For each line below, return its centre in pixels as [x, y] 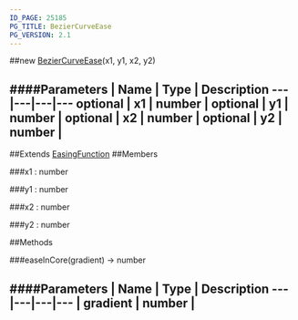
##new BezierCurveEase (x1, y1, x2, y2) [83, 61]
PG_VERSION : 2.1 [40, 35]
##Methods [31, 243]
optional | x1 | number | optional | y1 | [182, 103]
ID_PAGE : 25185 [38, 18]
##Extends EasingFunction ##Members [83, 154]
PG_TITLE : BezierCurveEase [61, 26]
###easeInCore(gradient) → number [77, 260]
